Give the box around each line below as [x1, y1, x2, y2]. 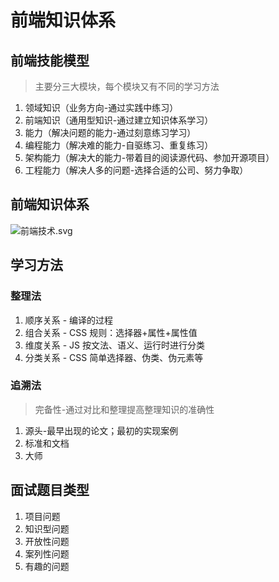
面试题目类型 [10, 482, 90, 499]
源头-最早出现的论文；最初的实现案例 [24, 424, 179, 436]
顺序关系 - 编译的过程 [24, 314, 114, 326]
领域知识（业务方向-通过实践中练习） [24, 102, 179, 113]
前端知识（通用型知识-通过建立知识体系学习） [24, 114, 214, 126]
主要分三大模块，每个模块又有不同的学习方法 [34, 81, 220, 92]
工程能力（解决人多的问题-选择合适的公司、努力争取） [24, 164, 249, 176]
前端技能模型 [10, 52, 90, 69]
